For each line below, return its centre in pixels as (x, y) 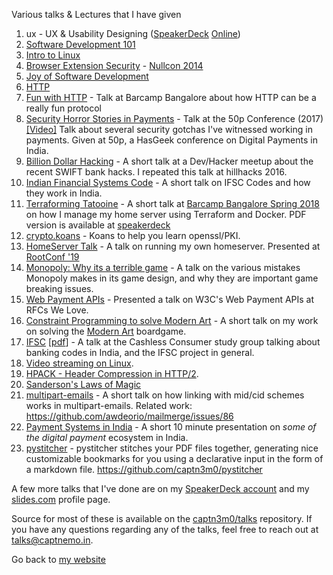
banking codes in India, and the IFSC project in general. (140, 352)
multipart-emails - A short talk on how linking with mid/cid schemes (165, 395)
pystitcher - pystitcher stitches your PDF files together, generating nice (172, 448)
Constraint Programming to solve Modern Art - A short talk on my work (172, 320)
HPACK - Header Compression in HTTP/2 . (112, 373)
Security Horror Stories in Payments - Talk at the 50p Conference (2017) (174, 118)
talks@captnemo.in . (52, 540)
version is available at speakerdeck (98, 225)
